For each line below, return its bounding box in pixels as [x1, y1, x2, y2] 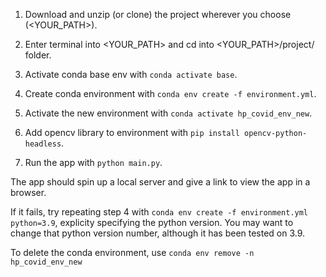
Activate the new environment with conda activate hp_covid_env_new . [24, 107, 313, 119]
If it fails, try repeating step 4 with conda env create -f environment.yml [10, 206, 309, 218]
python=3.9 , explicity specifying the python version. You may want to [10, 217, 294, 228]
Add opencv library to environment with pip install [24, 127, 240, 138]
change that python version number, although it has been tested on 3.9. [10, 227, 306, 239]
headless [24, 139, 62, 149]
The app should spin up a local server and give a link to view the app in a [10, 176, 311, 188]
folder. [24, 49, 52, 61]
